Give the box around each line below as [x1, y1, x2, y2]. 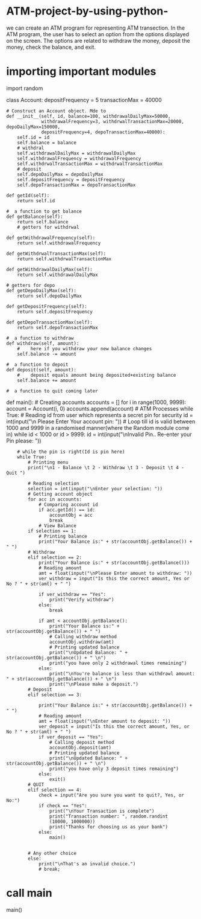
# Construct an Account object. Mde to [6, 107, 107, 114]
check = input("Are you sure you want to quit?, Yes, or [38, 792, 185, 798]
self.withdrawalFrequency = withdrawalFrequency [17, 155, 141, 161]
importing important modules [6, 65, 156, 78]
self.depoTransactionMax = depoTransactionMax [17, 182, 136, 188]
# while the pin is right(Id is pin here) [17, 449, 125, 455]
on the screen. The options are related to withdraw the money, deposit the [6, 37, 191, 44]
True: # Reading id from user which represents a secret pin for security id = [6, 411, 194, 418]
